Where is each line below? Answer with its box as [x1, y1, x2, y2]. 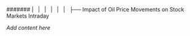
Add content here [6, 24, 51, 31]
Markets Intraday [6, 12, 50, 20]
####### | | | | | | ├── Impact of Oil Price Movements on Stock [6, 6, 184, 13]
